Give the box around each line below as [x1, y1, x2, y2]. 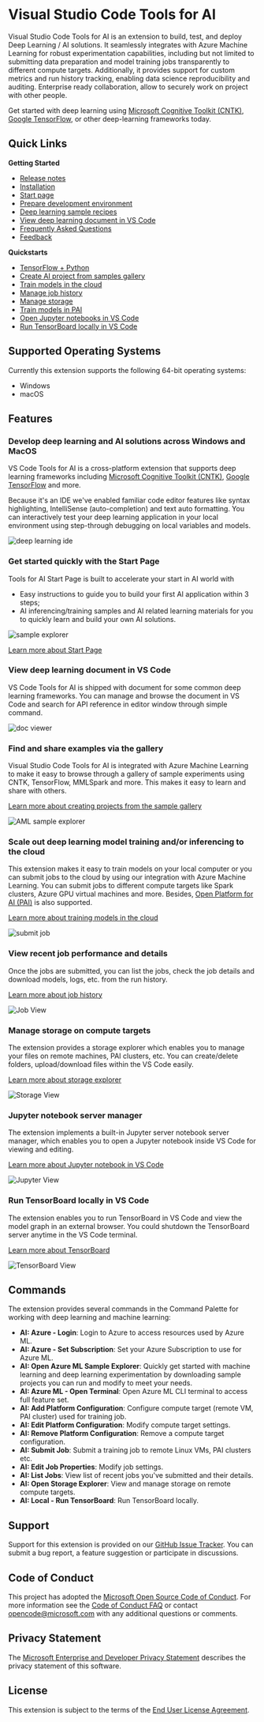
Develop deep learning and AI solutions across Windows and [8, 435, 246, 447]
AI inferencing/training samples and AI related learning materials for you [19, 606, 254, 616]
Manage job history [19, 288, 83, 297]
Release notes [19, 173, 66, 183]
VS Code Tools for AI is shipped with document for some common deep [8, 682, 242, 692]
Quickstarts [8, 247, 48, 257]
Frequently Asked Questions [19, 224, 112, 233]
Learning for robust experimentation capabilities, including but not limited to [8, 48, 255, 58]
